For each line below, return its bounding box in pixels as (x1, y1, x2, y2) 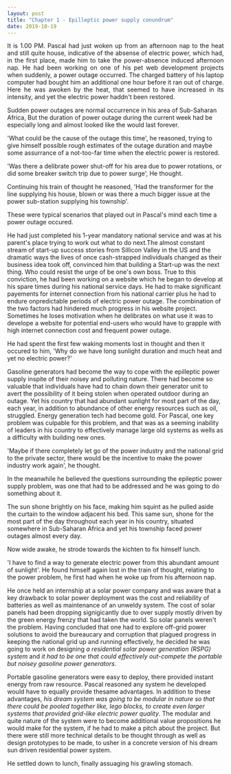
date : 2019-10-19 (7, 23, 57, 30)
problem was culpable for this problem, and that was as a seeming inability (7, 419, 219, 427)
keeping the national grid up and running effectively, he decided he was (7, 638, 210, 646)
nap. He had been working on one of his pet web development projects (7, 63, 224, 72)
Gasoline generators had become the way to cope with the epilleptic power (7, 367, 220, 376)
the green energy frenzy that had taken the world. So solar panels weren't (7, 616, 217, 624)
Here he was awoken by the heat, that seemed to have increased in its (7, 85, 224, 94)
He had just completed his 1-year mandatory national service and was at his (7, 231, 222, 239)
